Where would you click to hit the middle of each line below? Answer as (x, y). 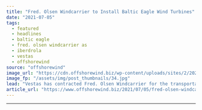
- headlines (27, 34)
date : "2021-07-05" (31, 17)
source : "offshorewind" (36, 67)
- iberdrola (27, 51)
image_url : (20, 73)
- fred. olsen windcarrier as (49, 45)
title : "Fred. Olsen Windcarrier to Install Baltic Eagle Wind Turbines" (101, 12)
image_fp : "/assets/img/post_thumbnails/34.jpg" (68, 78)
